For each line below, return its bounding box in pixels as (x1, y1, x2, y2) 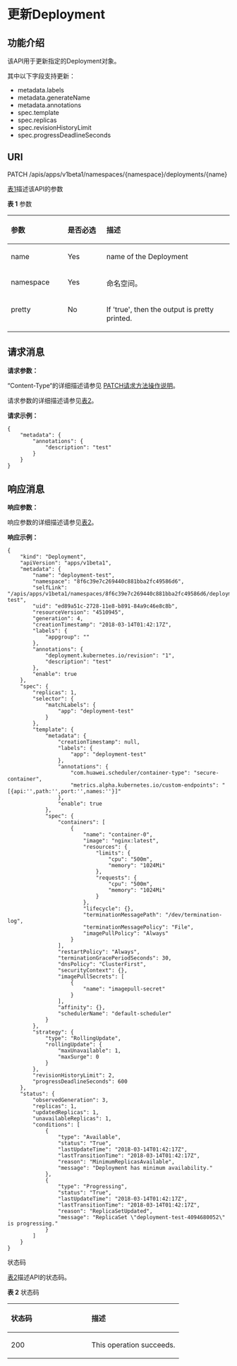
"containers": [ (57, 819, 106, 826)
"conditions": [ (32, 1121, 80, 1129)
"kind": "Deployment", (20, 553, 87, 561)
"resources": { (83, 844, 128, 851)
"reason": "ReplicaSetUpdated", (57, 1208, 153, 1215)
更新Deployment (7, 6, 106, 23)
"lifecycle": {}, (83, 905, 134, 912)
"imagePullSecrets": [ (57, 973, 125, 981)
